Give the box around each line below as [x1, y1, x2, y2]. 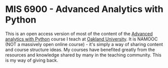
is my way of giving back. [5, 57, 59, 63]
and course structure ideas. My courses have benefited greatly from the [5, 46, 155, 52]
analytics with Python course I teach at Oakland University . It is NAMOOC [5, 36, 158, 42]
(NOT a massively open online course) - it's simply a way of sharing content [5, 41, 163, 47]
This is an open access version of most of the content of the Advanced [5, 30, 153, 36]
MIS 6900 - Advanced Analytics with [5, 3, 163, 15]
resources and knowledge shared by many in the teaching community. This [5, 51, 161, 58]
